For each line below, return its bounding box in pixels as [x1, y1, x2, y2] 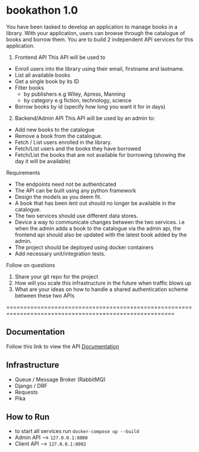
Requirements [6, 169, 40, 176]
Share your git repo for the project [14, 273, 99, 280]
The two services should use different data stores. [14, 212, 138, 219]
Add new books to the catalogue [14, 126, 95, 133]
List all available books [14, 71, 71, 78]
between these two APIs [14, 292, 75, 299]
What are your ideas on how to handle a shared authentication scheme [14, 286, 188, 293]
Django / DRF [14, 382, 48, 389]
